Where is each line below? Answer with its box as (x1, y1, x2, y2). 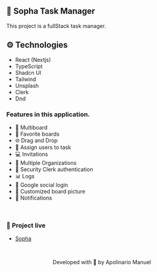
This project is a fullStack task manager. (6, 22, 106, 29)
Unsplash (15, 82, 39, 89)
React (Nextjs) (15, 56, 52, 63)
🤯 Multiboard (15, 124, 47, 131)
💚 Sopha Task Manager (6, 6, 95, 16)
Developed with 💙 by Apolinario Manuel (52, 259, 152, 266)
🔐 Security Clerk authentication (15, 166, 93, 173)
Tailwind (15, 75, 36, 83)
